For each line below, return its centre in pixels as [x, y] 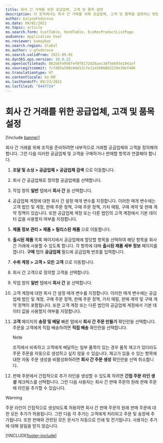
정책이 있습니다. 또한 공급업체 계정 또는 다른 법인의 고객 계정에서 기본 [83, 213]
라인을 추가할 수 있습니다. [42, 388]
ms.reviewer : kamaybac [28, 41]
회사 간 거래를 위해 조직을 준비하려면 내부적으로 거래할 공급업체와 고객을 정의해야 [82, 148]
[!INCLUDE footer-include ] [31, 436]
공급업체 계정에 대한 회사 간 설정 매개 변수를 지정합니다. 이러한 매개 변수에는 [84, 201]
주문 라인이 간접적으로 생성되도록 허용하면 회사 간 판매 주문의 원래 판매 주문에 [78, 408]
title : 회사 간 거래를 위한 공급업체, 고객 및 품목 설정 [54, 9]
